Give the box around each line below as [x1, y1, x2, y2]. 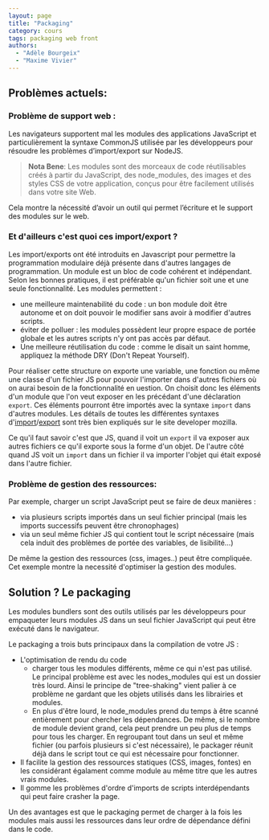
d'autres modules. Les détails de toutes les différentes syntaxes [8, 408, 219, 418]
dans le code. [8, 824, 54, 834]
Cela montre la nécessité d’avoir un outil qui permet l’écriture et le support [8, 203, 253, 212]
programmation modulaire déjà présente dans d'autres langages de [8, 258, 231, 268]
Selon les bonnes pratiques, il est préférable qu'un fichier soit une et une [8, 275, 249, 285]
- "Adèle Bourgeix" [15, 49, 81, 57]
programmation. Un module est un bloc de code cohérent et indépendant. [8, 266, 253, 276]
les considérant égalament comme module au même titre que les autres [19, 765, 258, 776]
